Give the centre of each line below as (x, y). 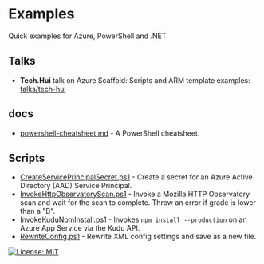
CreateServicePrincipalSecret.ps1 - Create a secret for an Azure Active (136, 177)
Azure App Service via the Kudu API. (80, 228)
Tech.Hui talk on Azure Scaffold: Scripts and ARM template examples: (135, 80)
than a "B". (37, 211)
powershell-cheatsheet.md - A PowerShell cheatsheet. (110, 133)
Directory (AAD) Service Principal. (76, 186)
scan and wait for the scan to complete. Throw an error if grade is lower (138, 203)
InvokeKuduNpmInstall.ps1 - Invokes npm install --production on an (133, 219)
